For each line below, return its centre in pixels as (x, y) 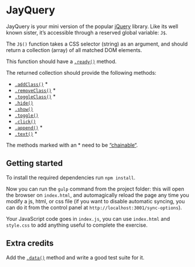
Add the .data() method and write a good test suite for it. (75, 257)
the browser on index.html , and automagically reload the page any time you (97, 195)
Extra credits (30, 243)
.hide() (24, 103)
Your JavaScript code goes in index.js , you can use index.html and (88, 219)
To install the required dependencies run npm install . (71, 177)
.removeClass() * (35, 90)
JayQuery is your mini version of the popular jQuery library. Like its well (92, 26)
